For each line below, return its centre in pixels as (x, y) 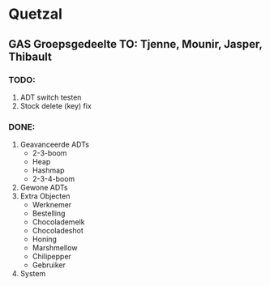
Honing (44, 239)
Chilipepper (51, 257)
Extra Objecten (45, 196)
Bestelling (49, 213)
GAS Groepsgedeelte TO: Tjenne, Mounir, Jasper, (135, 44)
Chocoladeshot (58, 231)
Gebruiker (49, 265)
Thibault (30, 56)
